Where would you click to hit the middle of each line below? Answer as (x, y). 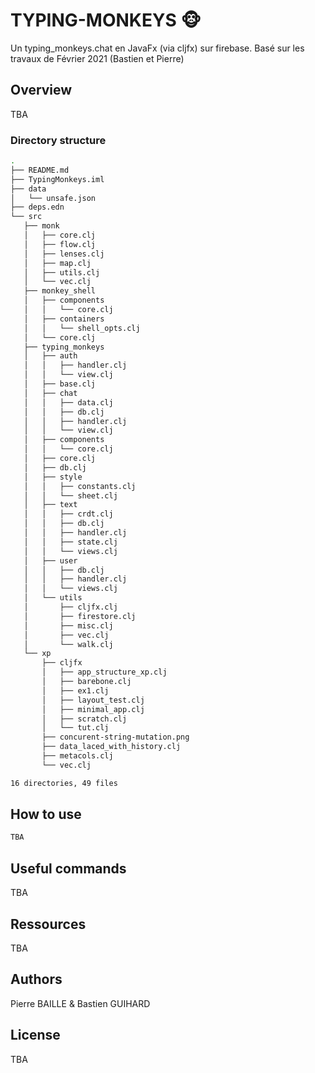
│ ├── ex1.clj (75, 690)
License (35, 1035)
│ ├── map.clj (57, 263)
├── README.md (40, 170)
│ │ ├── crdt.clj (68, 514)
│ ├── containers (64, 319)
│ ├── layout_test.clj (93, 700)
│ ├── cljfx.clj (70, 607)
